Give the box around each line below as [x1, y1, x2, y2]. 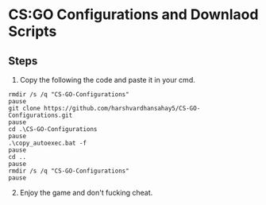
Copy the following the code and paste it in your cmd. [19, 75, 196, 84]
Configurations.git [8, 111, 73, 119]
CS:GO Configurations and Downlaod [8, 6, 259, 24]
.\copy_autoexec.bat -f [8, 139, 87, 147]
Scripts [8, 22, 57, 41]
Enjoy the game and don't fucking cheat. [19, 188, 153, 197]
